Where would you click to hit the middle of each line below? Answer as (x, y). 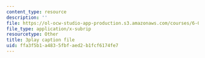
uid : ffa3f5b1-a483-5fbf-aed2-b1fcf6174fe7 (63, 46)
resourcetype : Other (33, 34)
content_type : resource (37, 12)
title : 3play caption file (41, 40)
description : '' (27, 18)
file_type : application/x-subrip (49, 29)
